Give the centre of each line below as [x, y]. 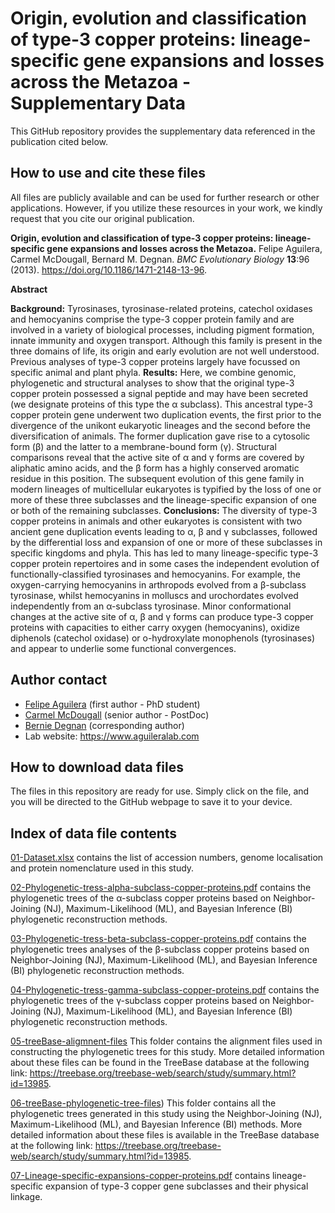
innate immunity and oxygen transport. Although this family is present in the [166, 340]
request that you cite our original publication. [102, 218]
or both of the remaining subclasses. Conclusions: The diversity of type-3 [164, 510]
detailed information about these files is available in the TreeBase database [165, 1135]
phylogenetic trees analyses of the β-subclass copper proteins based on [160, 949]
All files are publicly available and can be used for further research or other [165, 197]
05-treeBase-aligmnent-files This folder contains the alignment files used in [166, 1041]
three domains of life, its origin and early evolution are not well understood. [165, 351]
